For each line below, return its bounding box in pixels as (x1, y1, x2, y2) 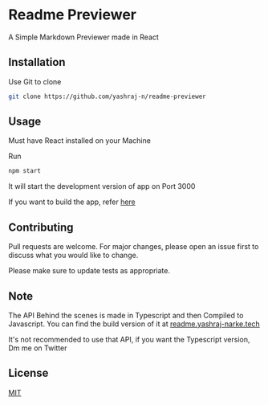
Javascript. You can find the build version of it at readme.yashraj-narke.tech (8, 319, 261, 329)
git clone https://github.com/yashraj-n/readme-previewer (8, 92, 206, 100)
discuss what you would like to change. (8, 251, 139, 260)
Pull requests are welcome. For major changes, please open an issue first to (8, 242, 259, 252)
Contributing (8, 220, 74, 234)
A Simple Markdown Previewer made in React (8, 32, 159, 42)
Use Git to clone (8, 76, 62, 86)
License (8, 366, 49, 380)
